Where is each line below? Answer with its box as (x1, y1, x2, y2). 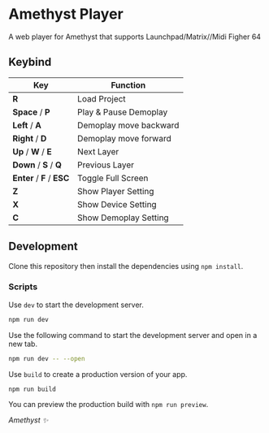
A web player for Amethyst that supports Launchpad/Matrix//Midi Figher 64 (8, 32, 262, 41)
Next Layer (76, 145, 119, 157)
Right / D (12, 132, 47, 144)
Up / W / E (12, 145, 52, 157)
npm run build (8, 385, 57, 393)
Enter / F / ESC (12, 172, 70, 184)
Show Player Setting (76, 185, 154, 197)
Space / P (12, 106, 50, 118)
